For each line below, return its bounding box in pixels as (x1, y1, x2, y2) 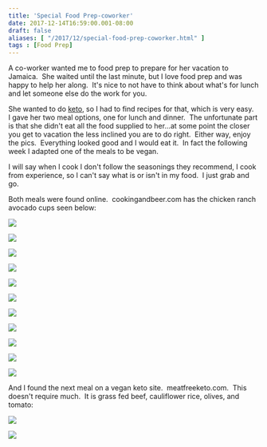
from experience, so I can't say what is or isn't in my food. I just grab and (8, 171, 249, 180)
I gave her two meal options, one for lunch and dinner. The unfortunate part (8, 113, 258, 122)
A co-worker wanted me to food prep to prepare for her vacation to (8, 63, 229, 73)
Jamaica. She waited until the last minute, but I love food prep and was (8, 72, 243, 81)
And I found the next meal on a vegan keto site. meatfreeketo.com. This (8, 383, 247, 393)
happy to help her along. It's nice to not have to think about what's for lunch (8, 81, 259, 90)
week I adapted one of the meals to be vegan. (8, 147, 159, 156)
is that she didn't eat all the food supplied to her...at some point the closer (8, 121, 250, 131)
